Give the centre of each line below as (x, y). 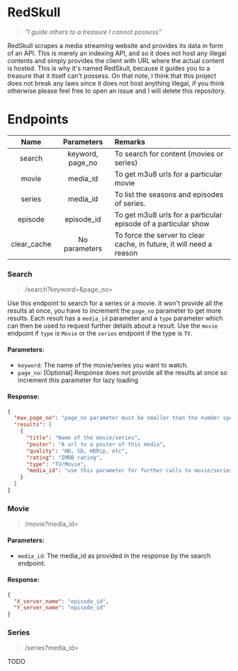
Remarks (130, 142)
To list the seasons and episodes (169, 194)
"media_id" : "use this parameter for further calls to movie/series (129, 471)
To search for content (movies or (169, 154)
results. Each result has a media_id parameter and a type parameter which (115, 319)
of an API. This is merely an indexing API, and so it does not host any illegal (117, 53)
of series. (130, 203)
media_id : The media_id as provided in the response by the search (114, 556)
